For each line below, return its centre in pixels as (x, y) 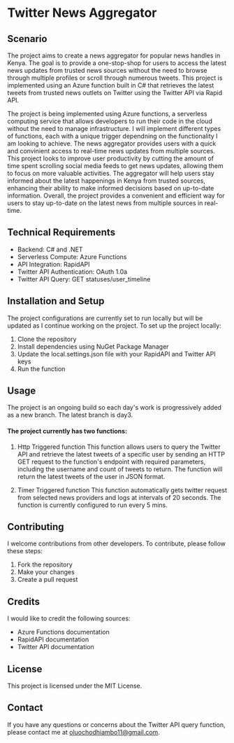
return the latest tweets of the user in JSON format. (91, 476)
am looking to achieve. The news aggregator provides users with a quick (112, 144)
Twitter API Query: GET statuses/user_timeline (84, 279)
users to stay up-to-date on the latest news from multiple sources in (105, 203)
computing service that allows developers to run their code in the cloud (110, 121)
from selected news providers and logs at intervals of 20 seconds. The (119, 497)
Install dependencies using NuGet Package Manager (93, 346)
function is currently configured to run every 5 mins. (92, 505)
